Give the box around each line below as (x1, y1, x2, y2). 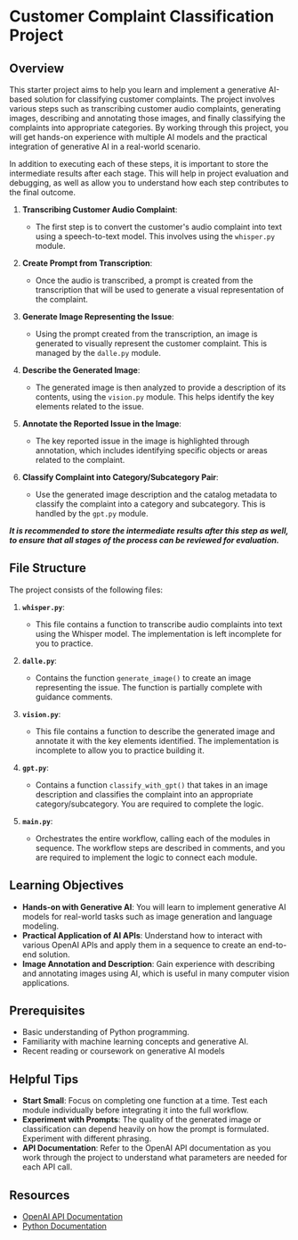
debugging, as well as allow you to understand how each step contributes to (9, 178, 289, 188)
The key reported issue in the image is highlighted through (35, 435, 250, 446)
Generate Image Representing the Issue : (21, 311, 175, 322)
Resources (9, 1187, 70, 1203)
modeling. (21, 921, 60, 931)
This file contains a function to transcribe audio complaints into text (35, 618, 283, 630)
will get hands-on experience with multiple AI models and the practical (9, 132, 268, 142)
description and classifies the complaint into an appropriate (35, 789, 254, 799)
